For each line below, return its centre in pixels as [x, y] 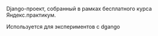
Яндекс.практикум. [31, 15]
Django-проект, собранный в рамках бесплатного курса [79, 9]
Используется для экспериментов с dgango [63, 27]
